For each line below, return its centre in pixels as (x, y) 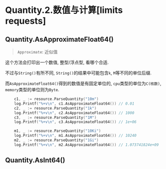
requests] (26, 21)
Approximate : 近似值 (38, 52)
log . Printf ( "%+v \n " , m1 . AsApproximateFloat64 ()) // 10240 (75, 136)
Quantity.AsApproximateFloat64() (59, 39)
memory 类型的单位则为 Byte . (32, 89)
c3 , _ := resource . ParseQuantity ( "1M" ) (55, 117)
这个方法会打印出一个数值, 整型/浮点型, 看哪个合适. (57, 62)
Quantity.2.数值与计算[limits (64, 10)
